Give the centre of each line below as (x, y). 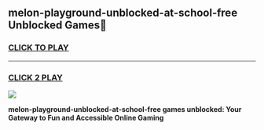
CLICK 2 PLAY (35, 77)
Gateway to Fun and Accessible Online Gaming (86, 117)
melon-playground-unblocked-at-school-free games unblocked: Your (125, 109)
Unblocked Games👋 (58, 26)
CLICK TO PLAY (38, 48)
